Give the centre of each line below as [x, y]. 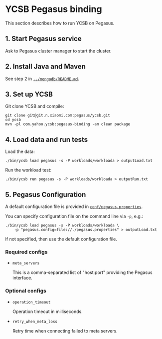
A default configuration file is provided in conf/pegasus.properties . [74, 206]
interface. [22, 278]
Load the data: [20, 151]
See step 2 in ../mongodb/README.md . [42, 78]
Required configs [26, 252]
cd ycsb [13, 120]
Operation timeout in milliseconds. [48, 311]
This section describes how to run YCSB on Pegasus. [60, 23]
